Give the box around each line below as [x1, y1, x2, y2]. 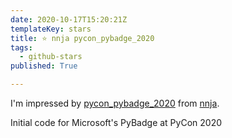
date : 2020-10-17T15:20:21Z [10, 14, 128, 25]
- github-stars [19, 52, 83, 62]
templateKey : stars [10, 24, 92, 34]
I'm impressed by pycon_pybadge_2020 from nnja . [10, 97, 220, 109]
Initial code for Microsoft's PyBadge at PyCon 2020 [10, 117, 222, 128]
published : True [10, 61, 78, 71]
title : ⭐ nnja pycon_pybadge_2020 [10, 33, 155, 43]
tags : [10, 42, 33, 53]
